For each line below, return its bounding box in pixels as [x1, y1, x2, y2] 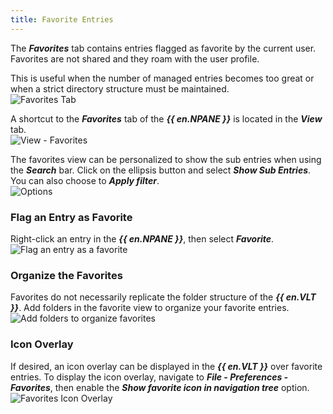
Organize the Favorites [10, 268, 123, 282]
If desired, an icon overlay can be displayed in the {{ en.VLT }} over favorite [10, 360, 323, 372]
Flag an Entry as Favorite [10, 210, 133, 224]
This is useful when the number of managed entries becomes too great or [10, 72, 315, 84]
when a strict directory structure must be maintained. [10, 82, 230, 95]
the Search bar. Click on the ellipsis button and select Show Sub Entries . [10, 164, 312, 176]
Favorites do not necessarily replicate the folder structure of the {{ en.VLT [10, 291, 317, 303]
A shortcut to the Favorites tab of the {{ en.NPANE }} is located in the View [10, 112, 323, 125]
